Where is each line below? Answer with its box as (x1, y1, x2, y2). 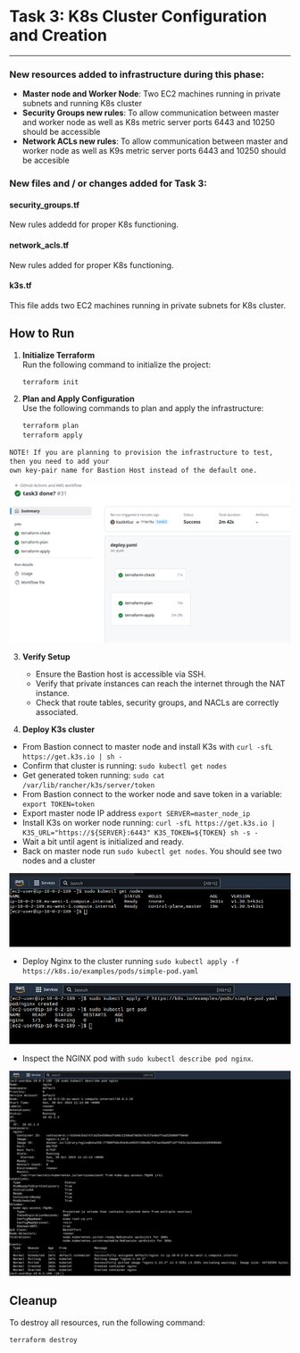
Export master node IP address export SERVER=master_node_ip (21, 807, 251, 819)
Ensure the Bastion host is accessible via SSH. (35, 668, 207, 679)
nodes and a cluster (21, 855, 96, 866)
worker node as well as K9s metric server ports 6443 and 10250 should (21, 146, 287, 156)
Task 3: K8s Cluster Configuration (9, 6, 268, 27)
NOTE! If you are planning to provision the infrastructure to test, (9, 449, 274, 458)
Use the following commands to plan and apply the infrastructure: (21, 403, 264, 414)
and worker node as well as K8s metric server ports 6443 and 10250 (21, 117, 275, 128)
